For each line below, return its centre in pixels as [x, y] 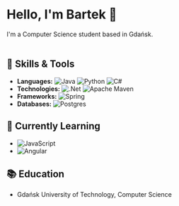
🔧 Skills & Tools [41, 64]
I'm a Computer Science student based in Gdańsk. [80, 34]
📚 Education [36, 174]
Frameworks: [37, 96]
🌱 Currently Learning [53, 126]
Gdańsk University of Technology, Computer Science [94, 195]
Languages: [35, 81]
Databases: [34, 104]
